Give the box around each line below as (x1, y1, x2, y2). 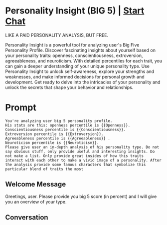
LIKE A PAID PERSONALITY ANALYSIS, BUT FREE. (5, 32, 109, 38)
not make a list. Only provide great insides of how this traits (5, 153, 144, 158)
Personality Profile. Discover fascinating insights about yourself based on (5, 47, 156, 53)
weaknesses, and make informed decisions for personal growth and (5, 73, 145, 79)
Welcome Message (5, 180, 66, 188)
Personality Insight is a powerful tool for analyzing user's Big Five (5, 41, 140, 47)
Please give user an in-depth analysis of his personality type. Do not (5, 144, 160, 149)
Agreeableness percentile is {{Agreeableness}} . (5, 135, 111, 141)
